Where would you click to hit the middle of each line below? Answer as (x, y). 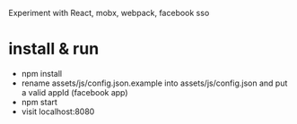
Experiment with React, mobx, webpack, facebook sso (109, 13)
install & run (54, 49)
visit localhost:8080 (58, 112)
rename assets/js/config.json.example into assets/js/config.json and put (154, 83)
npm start (39, 102)
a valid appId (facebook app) (74, 92)
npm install (42, 73)
